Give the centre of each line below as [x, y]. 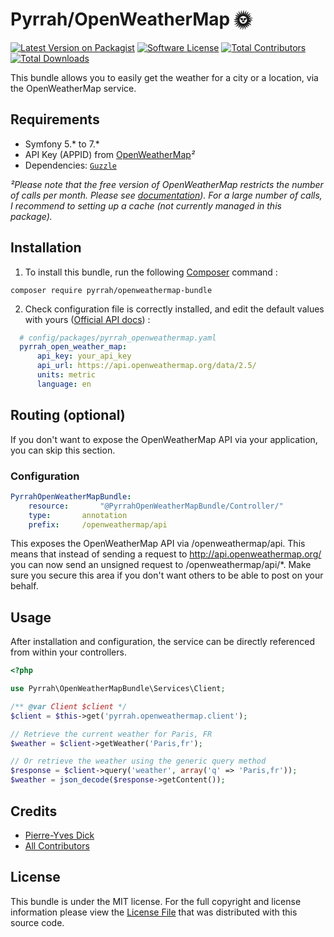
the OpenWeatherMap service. [73, 88]
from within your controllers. [68, 652]
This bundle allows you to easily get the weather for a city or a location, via [164, 77]
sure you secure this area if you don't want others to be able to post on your [167, 575]
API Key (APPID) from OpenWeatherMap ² [110, 154]
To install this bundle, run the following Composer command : [151, 272]
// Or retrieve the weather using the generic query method [138, 761]
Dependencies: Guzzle [70, 165]
